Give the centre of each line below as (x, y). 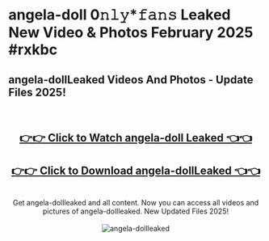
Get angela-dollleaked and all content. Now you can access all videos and (136, 203)
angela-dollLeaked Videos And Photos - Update (131, 80)
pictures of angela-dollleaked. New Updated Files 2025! (136, 211)
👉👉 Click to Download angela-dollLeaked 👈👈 (136, 170)
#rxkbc (33, 50)
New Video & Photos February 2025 (131, 33)
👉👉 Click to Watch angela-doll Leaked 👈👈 (136, 138)
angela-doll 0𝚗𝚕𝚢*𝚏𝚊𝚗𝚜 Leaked (120, 15)
